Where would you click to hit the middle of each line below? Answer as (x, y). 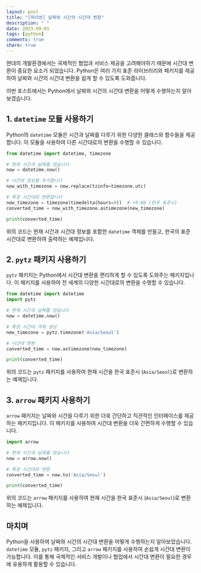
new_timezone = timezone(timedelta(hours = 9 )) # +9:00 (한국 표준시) (92, 202)
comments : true (25, 40)
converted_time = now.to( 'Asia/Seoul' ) (56, 475)
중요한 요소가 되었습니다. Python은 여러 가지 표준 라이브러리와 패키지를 (100, 70)
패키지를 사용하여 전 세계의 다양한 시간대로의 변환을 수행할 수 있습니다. (103, 283)
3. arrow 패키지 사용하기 (48, 400)
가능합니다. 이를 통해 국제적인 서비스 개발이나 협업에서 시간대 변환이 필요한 (94, 557)
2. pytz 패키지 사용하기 (46, 259)
